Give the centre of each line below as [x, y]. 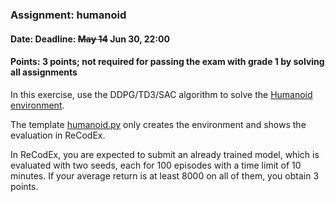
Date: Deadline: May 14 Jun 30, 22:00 [90, 39]
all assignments [44, 72]
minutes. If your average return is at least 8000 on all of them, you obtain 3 [165, 175]
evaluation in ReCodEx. [58, 135]
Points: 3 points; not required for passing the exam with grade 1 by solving [167, 62]
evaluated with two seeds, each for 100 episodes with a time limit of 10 [156, 165]
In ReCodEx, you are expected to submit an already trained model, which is [165, 154]
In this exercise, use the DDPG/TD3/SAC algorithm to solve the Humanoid [161, 94]
